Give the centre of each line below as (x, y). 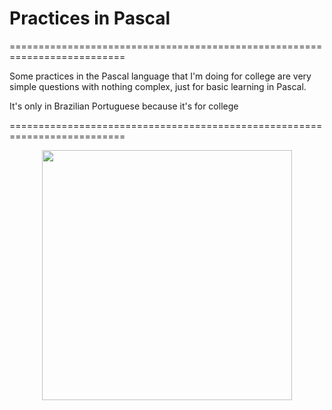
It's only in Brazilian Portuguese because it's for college (124, 106)
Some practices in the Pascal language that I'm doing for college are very (160, 76)
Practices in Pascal (90, 18)
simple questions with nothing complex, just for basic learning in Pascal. (158, 86)
